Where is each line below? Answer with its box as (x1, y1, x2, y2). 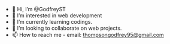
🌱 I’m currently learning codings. (11, 18, 93, 25)
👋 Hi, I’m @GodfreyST (11, 6, 66, 12)
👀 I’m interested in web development (11, 12, 102, 19)
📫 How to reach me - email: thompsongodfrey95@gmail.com (11, 32, 165, 38)
